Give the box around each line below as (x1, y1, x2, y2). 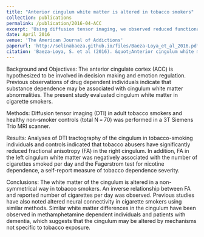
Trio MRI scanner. (6, 122, 50, 130)
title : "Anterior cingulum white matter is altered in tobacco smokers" (6, 9, 194, 15)
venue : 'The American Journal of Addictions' (6, 37, 123, 43)
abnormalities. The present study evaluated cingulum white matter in (6, 91, 178, 98)
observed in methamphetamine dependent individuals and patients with (6, 211, 186, 218)
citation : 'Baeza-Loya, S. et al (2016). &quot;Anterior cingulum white (6, 49, 194, 55)
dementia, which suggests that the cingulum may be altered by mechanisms (6, 217, 197, 224)
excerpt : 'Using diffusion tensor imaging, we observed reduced (6, 26, 172, 32)
